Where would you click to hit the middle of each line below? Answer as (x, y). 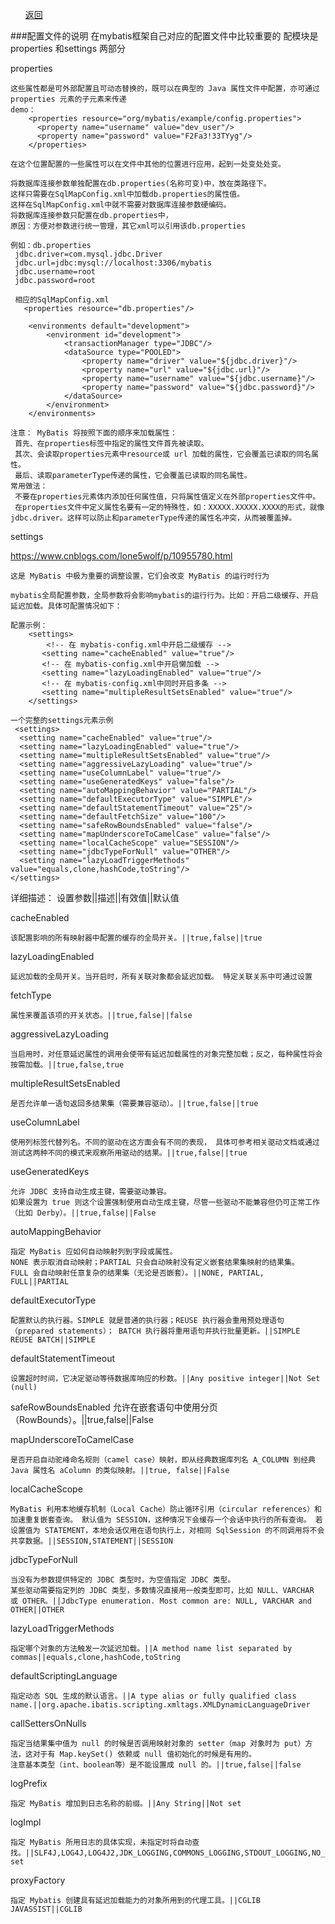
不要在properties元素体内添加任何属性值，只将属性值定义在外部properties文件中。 (167, 497)
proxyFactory (38, 1880)
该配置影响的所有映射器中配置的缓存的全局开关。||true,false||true (136, 938)
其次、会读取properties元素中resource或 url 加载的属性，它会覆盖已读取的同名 (163, 454)
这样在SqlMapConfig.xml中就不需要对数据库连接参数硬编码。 (121, 205)
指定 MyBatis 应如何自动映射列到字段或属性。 (94, 1252)
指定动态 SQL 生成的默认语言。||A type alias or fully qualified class (153, 1696)
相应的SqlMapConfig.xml (62, 300)
